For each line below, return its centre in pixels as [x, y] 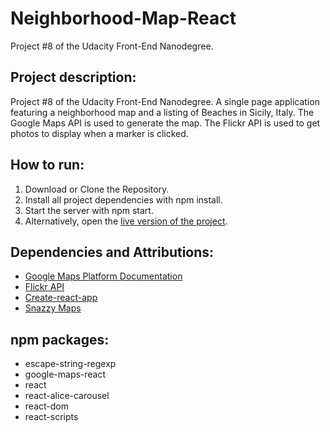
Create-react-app [61, 298]
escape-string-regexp [70, 364]
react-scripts [51, 417]
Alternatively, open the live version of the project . [126, 221]
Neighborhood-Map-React [123, 18]
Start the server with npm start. [89, 210]
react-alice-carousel [67, 396]
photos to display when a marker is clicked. [99, 133]
